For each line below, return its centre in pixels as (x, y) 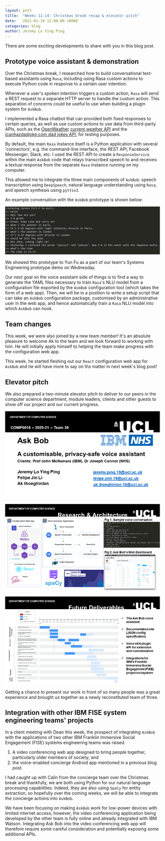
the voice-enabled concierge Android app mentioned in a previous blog (84, 763)
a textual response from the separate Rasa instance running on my (72, 165)
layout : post (18, 10)
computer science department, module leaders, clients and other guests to (81, 399)
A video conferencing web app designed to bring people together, (79, 752)
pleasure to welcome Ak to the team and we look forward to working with (79, 341)
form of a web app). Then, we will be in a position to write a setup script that (82, 293)
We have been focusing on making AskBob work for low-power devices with (81, 808)
